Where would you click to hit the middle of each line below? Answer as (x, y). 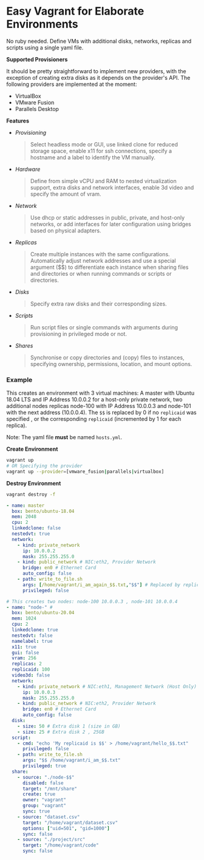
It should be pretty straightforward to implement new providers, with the (96, 71)
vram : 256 (24, 658)
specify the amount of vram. (66, 194)
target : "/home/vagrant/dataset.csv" (70, 822)
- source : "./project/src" (51, 840)
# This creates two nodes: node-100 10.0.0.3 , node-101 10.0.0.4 (92, 601)
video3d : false (31, 675)
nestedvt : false (32, 636)
